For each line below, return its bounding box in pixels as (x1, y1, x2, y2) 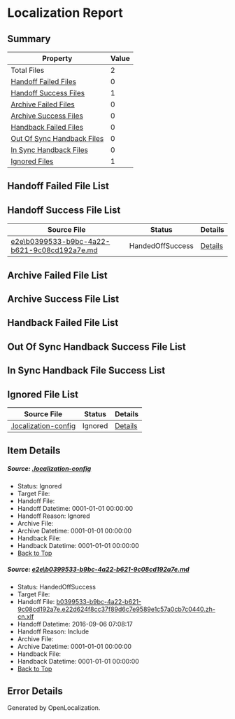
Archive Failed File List (7, 269, 108, 281)
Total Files (10, 65, 45, 75)
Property (41, 54, 73, 63)
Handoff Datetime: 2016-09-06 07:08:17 (17, 620, 133, 629)
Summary (7, 33, 51, 45)
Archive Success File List (7, 293, 120, 305)
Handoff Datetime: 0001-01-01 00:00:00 (17, 505, 134, 513)
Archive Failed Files (10, 100, 75, 109)
